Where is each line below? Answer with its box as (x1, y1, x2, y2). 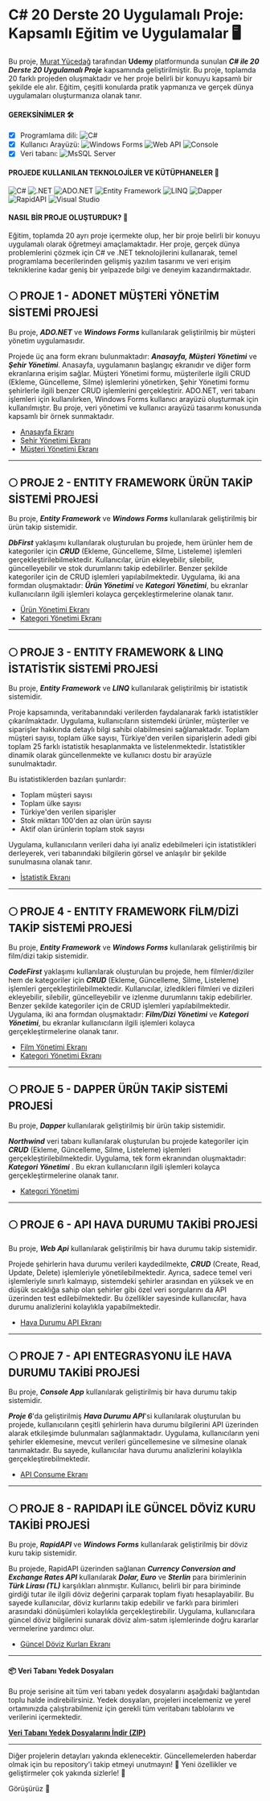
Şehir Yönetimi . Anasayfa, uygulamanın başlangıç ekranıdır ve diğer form (8, 360, 252, 370)
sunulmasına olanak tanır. (8, 857, 92, 867)
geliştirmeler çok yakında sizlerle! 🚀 (8, 1768, 126, 1778)
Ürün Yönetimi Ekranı (19, 605, 90, 615)
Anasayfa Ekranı (19, 427, 75, 437)
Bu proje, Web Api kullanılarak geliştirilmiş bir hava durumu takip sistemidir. (8, 1243, 257, 1253)
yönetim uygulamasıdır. (8, 336, 85, 346)
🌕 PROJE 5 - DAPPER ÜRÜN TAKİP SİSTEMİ (8, 1083, 228, 1096)
